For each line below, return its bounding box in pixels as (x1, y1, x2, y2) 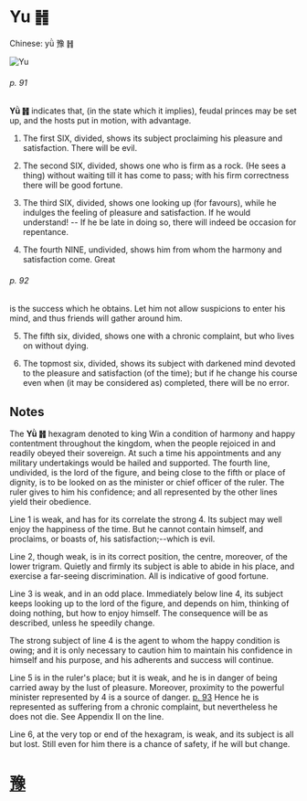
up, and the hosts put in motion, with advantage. (9, 115, 192, 126)
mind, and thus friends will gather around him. (9, 313, 183, 324)
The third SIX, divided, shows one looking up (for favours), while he (22, 198, 277, 208)
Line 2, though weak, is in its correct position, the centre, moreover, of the (9, 551, 288, 562)
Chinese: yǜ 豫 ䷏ (9, 37, 75, 48)
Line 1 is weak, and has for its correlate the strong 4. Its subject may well (9, 514, 283, 525)
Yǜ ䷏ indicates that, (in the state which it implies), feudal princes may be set (9, 105, 297, 116)
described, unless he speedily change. (9, 617, 155, 628)
